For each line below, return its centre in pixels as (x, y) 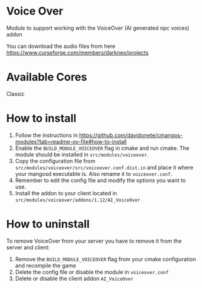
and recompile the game (45, 266)
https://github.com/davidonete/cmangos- (131, 135)
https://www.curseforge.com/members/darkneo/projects (77, 52)
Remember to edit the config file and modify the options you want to (100, 180)
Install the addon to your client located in (66, 193)
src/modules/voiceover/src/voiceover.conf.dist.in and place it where (104, 167)
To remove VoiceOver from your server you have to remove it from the (94, 241)
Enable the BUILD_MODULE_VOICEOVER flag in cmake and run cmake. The (102, 148)
